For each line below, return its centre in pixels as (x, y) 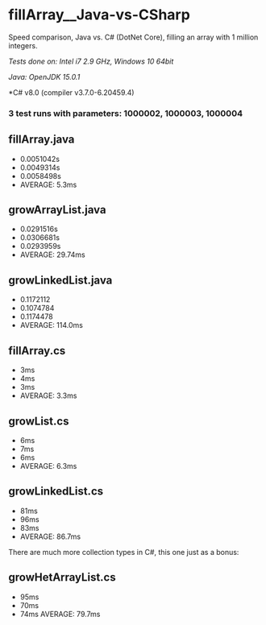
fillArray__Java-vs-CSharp (100, 15)
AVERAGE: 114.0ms (51, 325)
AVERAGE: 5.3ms (48, 184)
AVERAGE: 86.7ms (50, 536)
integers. (23, 45)
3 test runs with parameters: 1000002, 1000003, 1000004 (126, 113)
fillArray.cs (37, 351)
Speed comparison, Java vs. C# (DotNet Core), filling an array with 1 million (133, 37)
